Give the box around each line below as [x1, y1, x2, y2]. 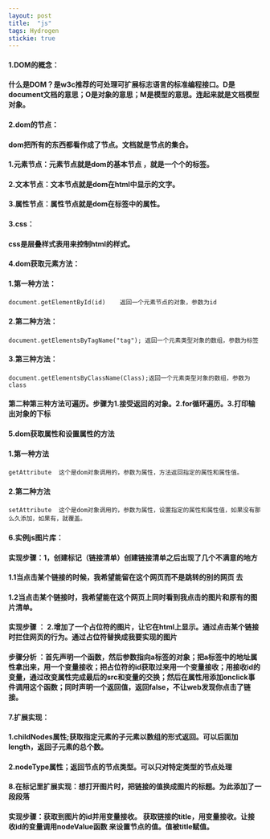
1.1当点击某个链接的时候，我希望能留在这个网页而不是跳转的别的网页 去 [8, 572, 243, 582]
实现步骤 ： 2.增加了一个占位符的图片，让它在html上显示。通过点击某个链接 [8, 622, 260, 632]
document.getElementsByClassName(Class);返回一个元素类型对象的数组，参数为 [8, 374, 251, 382]
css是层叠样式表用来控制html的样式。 [8, 238, 135, 249]
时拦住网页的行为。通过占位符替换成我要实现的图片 [8, 632, 178, 642]
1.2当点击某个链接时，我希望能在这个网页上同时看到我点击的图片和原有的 [8, 592, 251, 602]
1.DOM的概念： [8, 59, 59, 69]
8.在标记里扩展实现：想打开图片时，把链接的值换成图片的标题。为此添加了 [8, 782, 255, 792]
